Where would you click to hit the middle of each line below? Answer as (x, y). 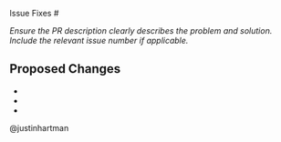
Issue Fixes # (34, 13)
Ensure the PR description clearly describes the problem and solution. (141, 30)
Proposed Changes (65, 69)
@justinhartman (39, 127)
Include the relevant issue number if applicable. (99, 41)
